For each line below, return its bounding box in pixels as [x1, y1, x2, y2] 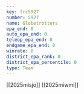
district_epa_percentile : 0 [6, 59, 77, 65]
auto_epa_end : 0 [6, 31, 47, 37]
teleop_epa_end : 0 [6, 37, 53, 43]
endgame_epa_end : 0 [6, 43, 56, 49]
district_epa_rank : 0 [6, 54, 61, 60]
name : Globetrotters [6, 20, 59, 26]
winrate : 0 [6, 48, 34, 54]
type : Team [6, 64, 34, 71]
